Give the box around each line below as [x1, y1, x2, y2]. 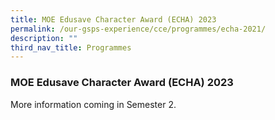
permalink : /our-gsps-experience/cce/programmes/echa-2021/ [10, 24, 267, 34]
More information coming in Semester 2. [10, 98, 177, 110]
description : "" [10, 33, 78, 43]
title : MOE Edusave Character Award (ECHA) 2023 [10, 14, 217, 25]
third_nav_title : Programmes [10, 42, 132, 53]
